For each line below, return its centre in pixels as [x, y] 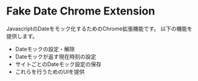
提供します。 [22, 36]
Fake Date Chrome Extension [81, 11]
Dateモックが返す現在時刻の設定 [56, 56]
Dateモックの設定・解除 [45, 49]
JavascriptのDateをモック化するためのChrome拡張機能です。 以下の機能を [100, 28]
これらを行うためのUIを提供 [50, 71]
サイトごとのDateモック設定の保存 [58, 64]
